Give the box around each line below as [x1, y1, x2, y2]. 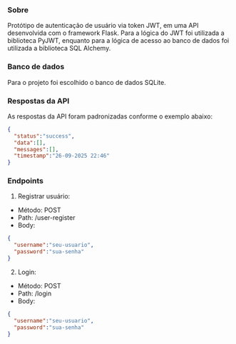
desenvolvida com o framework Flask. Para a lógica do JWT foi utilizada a [7, 29, 225, 37]
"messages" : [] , [14, 146, 59, 153]
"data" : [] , [14, 139, 46, 146]
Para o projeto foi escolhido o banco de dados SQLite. [7, 78, 166, 86]
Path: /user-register [17, 213, 76, 222]
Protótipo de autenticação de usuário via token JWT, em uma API [7, 21, 199, 30]
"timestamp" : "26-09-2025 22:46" [14, 152, 111, 160]
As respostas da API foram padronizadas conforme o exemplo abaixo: [7, 112, 213, 121]
